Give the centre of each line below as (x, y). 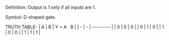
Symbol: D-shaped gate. (31, 17)
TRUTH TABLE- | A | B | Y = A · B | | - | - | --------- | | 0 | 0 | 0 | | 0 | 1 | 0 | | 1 (85, 27)
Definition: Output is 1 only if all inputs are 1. (51, 7)
